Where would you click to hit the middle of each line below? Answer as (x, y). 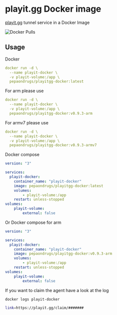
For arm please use (24, 91)
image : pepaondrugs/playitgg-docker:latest (59, 186)
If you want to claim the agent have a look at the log (57, 290)
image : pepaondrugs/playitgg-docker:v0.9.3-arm (63, 254)
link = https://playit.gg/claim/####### (44, 308)
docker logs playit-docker (32, 299)
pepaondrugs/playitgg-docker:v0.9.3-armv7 (53, 145)
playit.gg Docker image (53, 9)
